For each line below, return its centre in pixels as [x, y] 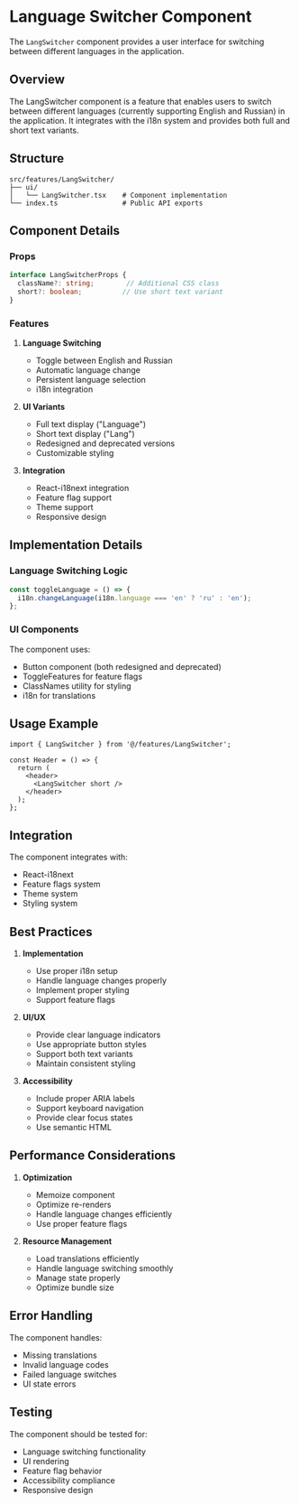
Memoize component [75, 1194]
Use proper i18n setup [77, 971]
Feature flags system [61, 884]
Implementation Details [76, 545]
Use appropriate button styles [91, 1044]
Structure [37, 158]
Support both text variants [84, 1054]
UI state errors [49, 1384]
